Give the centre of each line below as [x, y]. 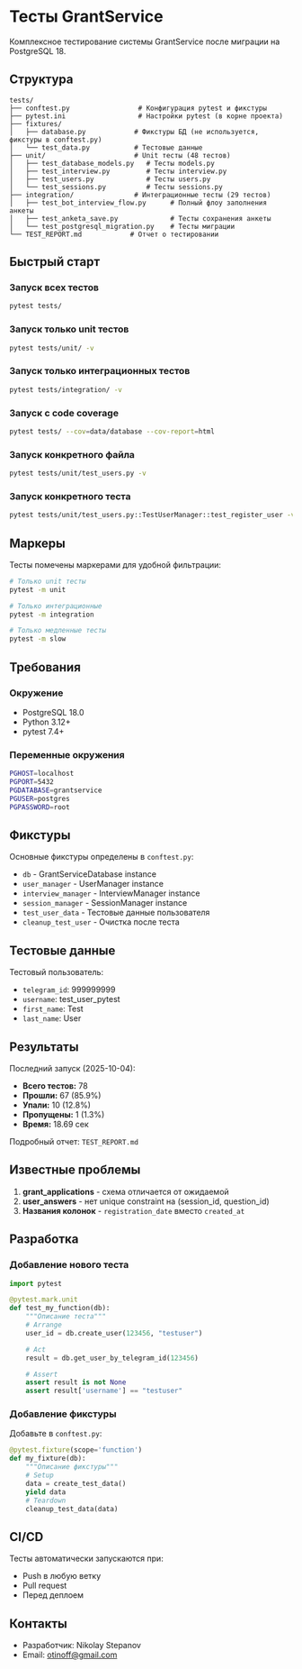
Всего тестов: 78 [55, 1086]
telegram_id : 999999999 [69, 990]
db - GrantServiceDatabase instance [89, 874]
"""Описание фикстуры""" [72, 1467]
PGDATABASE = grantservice [56, 790]
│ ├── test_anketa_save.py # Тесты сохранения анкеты [140, 218]
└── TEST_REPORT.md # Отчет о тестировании [114, 234]
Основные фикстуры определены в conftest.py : [102, 857]
